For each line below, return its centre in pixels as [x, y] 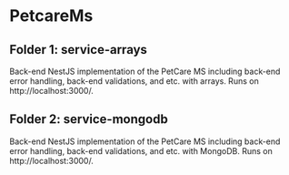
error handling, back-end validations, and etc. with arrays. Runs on [134, 81]
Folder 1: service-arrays [79, 50]
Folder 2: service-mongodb [89, 119]
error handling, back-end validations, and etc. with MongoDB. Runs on [141, 150]
